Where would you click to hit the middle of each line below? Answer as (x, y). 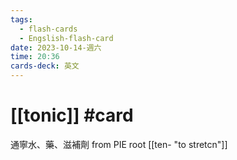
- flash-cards (48, 29)
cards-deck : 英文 (45, 66)
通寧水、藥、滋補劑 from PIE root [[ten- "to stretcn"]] (119, 144)
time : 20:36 (35, 57)
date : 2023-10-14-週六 (56, 47)
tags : (21, 19)
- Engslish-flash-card (66, 38)
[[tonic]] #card (72, 115)
